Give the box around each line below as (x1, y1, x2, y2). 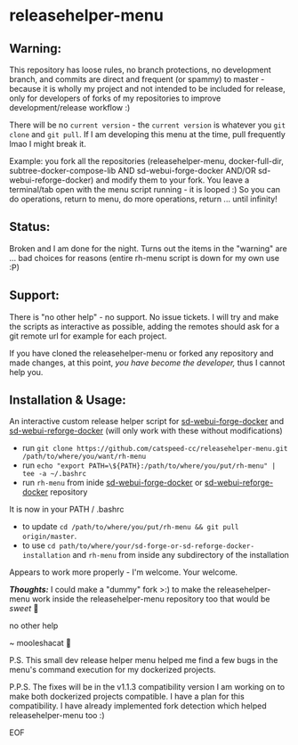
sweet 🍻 (9, 603, 39, 614)
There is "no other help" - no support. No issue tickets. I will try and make (9, 311, 279, 322)
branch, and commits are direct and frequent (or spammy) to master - (9, 74, 265, 85)
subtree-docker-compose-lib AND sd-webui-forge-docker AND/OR (9, 166, 256, 176)
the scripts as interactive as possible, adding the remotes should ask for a (9, 321, 280, 332)
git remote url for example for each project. (9, 331, 167, 341)
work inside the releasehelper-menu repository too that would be (31, 594, 270, 604)
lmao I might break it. (9, 139, 86, 149)
